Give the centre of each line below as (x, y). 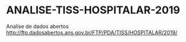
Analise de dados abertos (37, 26)
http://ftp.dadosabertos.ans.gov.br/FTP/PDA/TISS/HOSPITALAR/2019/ (92, 32)
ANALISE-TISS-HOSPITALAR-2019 (93, 10)
